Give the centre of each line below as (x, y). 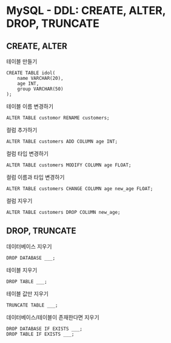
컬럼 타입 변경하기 (27, 154)
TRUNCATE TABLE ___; (32, 305)
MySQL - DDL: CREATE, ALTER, (86, 11)
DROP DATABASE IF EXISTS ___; (45, 329)
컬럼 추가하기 (22, 130)
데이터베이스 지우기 (29, 246)
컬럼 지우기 (19, 201)
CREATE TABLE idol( (31, 73)
